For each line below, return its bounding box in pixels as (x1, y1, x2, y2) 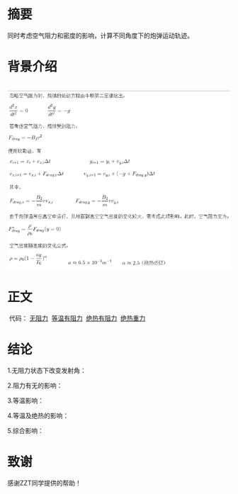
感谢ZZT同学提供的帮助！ (7, 478, 81, 487)
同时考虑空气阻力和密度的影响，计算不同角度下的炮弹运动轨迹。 (7, 31, 193, 40)
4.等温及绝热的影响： (7, 411, 69, 420)
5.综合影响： (7, 426, 44, 434)
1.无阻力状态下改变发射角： (7, 366, 86, 374)
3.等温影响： (7, 396, 45, 405)
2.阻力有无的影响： (7, 381, 63, 390)
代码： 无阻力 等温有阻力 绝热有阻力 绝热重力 (8, 313, 146, 322)
